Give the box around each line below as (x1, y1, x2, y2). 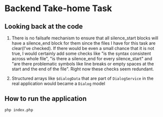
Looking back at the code (4, 22, 83, 31)
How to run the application (4, 95, 87, 103)
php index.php (4, 107, 34, 112)
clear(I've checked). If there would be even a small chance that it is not (11, 46, 154, 51)
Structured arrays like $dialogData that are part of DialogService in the (11, 76, 154, 81)
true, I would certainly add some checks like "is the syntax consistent (11, 50, 151, 56)
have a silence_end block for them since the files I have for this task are (11, 40, 156, 46)
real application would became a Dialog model (11, 81, 105, 86)
